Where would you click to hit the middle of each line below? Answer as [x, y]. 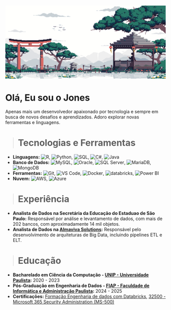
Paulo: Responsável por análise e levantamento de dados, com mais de [88, 219]
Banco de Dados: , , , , [82, 163]
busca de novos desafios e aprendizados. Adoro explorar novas [72, 117]
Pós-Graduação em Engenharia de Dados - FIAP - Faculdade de [81, 286]
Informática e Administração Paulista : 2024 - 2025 [67, 291]
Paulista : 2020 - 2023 [36, 281]
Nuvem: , [30, 179]
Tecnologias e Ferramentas [77, 143]
